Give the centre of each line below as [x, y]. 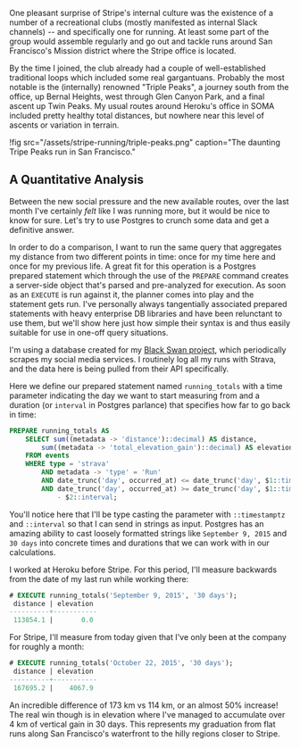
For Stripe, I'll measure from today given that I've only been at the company [148, 637]
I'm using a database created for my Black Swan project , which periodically [148, 349]
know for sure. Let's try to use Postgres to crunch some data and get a [139, 220]
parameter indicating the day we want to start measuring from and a [135, 395]
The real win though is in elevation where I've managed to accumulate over [147, 714]
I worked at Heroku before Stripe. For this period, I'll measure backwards [143, 569]
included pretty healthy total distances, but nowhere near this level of [137, 116]
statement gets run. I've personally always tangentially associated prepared [148, 303]
